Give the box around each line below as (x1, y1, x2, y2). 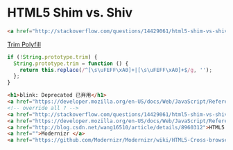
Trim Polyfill (7, 40, 42, 48)
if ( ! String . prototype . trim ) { (7, 53, 98, 60)
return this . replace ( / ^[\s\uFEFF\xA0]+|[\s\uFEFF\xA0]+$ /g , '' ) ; (19, 66, 213, 73)
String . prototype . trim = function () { (13, 60, 129, 67)
